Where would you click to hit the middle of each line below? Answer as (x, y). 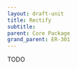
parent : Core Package (39, 33)
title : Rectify (29, 20)
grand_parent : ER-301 (39, 40)
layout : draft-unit (36, 14)
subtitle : (22, 26)
